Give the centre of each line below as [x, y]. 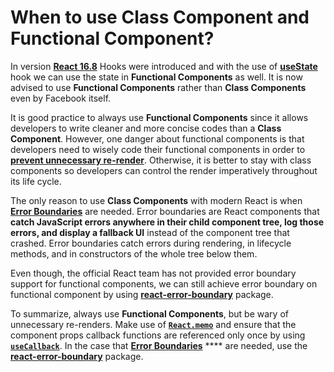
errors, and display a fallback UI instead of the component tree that [150, 232]
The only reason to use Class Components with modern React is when [156, 200]
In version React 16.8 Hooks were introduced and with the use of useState [164, 66]
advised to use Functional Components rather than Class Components [158, 87]
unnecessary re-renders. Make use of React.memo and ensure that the [153, 324]
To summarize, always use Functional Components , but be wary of [149, 313]
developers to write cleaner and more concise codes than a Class [146, 128]
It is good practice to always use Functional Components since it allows [159, 117]
